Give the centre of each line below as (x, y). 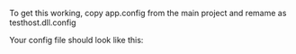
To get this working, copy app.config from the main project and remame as (148, 13)
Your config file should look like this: (76, 40)
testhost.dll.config (43, 22)
